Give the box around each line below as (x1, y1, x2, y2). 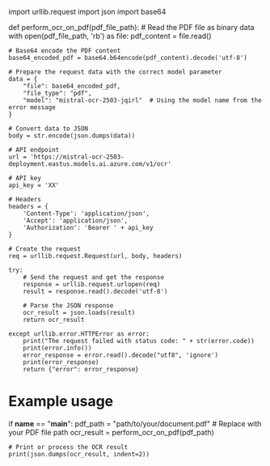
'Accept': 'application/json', (23, 217, 129, 225)
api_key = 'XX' (8, 181, 60, 189)
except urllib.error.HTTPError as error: (8, 330, 150, 338)
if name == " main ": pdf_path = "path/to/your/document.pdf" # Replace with (8, 418, 262, 428)
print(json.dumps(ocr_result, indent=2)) (8, 450, 150, 458)
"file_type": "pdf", (23, 89, 92, 97)
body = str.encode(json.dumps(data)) (8, 132, 136, 140)
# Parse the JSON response (23, 302, 114, 310)
